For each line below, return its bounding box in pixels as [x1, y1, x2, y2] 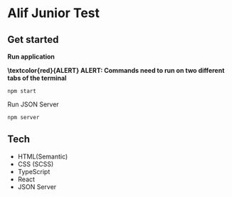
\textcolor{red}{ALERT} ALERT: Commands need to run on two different [7, 66, 225, 74]
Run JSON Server [7, 100, 59, 108]
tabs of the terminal [7, 74, 67, 82]
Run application [7, 52, 56, 61]
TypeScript [17, 167, 51, 176]
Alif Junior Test [7, 5, 100, 21]
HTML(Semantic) [17, 152, 68, 161]
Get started [7, 34, 59, 46]
